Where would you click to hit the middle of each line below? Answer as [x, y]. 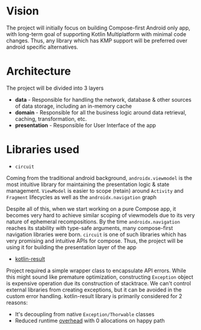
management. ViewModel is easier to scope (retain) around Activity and [95, 190]
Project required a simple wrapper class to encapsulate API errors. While [96, 270]
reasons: [17, 302]
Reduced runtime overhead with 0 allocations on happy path [90, 320]
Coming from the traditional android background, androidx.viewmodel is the [99, 178]
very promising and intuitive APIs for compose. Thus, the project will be [95, 241]
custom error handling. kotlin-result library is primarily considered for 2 [94, 296]
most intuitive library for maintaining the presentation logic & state [88, 184]
